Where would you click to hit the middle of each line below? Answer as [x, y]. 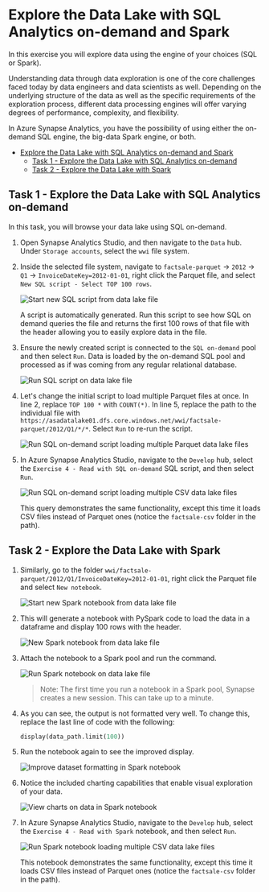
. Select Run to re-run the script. [140, 428]
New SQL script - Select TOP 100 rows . [86, 283]
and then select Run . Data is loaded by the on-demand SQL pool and [132, 356]
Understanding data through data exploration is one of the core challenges [132, 78]
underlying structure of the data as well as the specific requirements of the [132, 95]
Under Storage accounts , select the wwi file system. [105, 250]
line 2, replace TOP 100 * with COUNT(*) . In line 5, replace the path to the [138, 404]
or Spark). [25, 63]
